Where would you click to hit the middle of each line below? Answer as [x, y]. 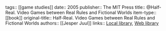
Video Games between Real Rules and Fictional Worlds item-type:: [87, 12]
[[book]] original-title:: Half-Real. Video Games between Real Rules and [80, 18]
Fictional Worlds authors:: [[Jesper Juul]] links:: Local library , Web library [82, 23]
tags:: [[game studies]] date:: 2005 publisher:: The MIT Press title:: [75, 7]
